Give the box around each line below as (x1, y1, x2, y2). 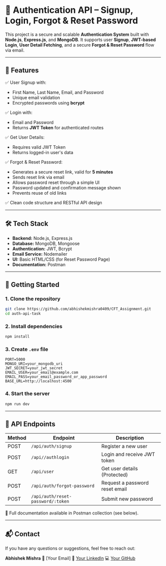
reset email (101, 486, 127, 493)
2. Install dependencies (5, 323, 63, 330)
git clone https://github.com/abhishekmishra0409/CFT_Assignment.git (5, 307, 152, 312)
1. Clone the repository (5, 295, 61, 302)
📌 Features (5, 66, 39, 75)
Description (116, 435, 144, 442)
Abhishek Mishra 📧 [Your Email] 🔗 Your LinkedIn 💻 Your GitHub (5, 555, 136, 562)
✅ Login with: (5, 109, 33, 115)
